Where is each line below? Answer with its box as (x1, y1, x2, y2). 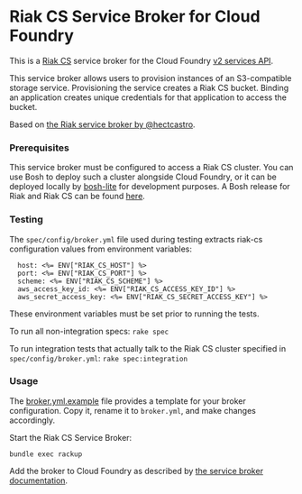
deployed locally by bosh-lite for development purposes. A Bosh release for (9, 181, 290, 192)
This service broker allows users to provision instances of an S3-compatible (9, 72, 292, 83)
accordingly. (9, 415, 56, 425)
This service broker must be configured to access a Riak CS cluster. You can (9, 162, 294, 173)
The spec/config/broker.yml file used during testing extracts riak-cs (9, 233, 263, 244)
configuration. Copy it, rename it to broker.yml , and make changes (9, 405, 257, 416)
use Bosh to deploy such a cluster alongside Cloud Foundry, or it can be (9, 171, 278, 182)
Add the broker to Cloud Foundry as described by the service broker (9, 465, 264, 476)
